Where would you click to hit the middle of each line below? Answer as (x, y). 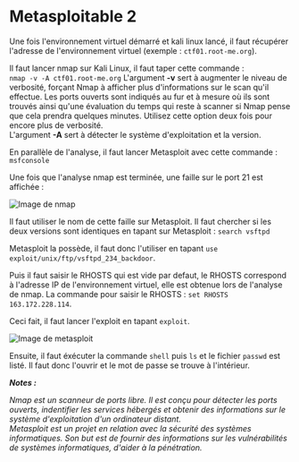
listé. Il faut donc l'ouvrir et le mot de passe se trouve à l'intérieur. (129, 365)
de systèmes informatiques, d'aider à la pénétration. (106, 447)
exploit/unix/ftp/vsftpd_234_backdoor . (83, 258)
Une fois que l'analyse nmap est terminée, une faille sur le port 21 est (136, 177)
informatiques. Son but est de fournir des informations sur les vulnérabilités (148, 438)
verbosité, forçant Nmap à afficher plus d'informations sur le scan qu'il (139, 87)
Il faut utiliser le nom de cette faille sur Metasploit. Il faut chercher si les (141, 221)
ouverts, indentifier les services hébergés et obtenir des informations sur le (147, 409)
